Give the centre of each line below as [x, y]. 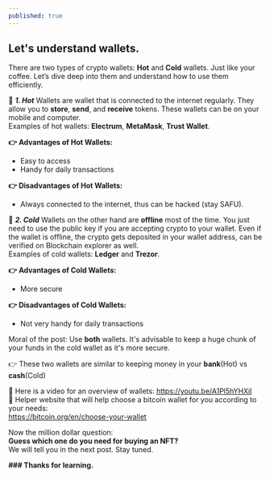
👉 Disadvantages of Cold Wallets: [67, 305]
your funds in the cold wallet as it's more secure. [89, 348]
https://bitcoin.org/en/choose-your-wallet [77, 417]
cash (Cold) [27, 376]
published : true [35, 16]
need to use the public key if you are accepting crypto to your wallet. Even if [135, 229]
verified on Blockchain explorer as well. [74, 246]
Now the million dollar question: [61, 433]
